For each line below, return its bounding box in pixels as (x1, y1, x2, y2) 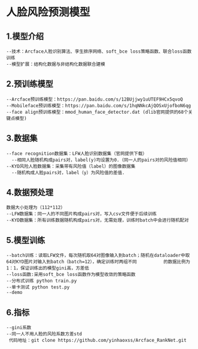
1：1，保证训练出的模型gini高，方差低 (6, 265, 90, 271)
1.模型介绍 (6, 31, 44, 41)
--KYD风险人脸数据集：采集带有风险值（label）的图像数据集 (6, 163, 136, 169)
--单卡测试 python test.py (6, 284, 70, 290)
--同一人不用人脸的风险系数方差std (6, 331, 83, 337)
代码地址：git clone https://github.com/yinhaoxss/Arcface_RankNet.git (8, 338, 187, 344)
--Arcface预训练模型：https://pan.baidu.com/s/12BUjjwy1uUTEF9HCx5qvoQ (6, 96, 184, 102)
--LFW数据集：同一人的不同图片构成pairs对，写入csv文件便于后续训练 (6, 211, 157, 217)
